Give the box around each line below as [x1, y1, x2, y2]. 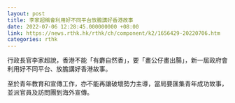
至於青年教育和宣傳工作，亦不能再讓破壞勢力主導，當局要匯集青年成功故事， [7, 79, 228, 88]
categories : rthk [7, 36, 58, 43]
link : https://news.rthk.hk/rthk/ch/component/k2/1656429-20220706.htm [7, 29, 220, 37]
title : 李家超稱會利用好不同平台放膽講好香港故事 [7, 17, 134, 24]
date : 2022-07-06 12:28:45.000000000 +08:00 [7, 23, 139, 30]
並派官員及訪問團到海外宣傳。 [7, 88, 93, 97]
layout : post [7, 10, 45, 17]
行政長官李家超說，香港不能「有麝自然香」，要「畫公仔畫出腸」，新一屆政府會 [7, 56, 228, 65]
